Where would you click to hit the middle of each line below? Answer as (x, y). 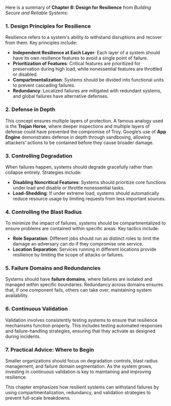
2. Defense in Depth (30, 110)
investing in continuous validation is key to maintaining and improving (78, 372)
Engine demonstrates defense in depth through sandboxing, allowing (78, 137)
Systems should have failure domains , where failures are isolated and (79, 279)
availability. (17, 296)
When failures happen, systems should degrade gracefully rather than (79, 167)
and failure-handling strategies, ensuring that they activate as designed (80, 331)
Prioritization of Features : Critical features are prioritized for (77, 64)
